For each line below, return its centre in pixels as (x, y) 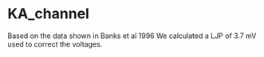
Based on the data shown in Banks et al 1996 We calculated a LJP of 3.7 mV (132, 36)
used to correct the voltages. (55, 44)
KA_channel (48, 14)
